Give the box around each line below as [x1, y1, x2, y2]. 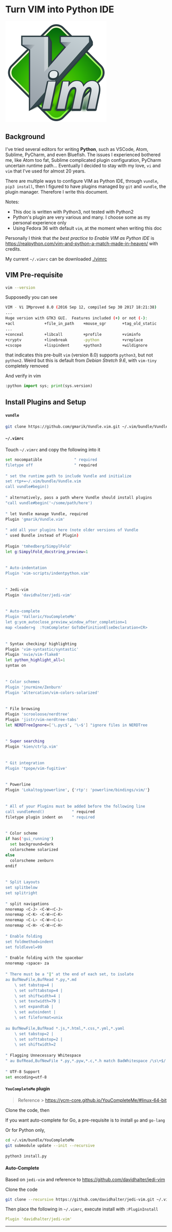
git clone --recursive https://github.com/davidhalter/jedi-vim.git [5, 1197, 155, 1202]
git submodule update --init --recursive [5, 1143, 95, 1148]
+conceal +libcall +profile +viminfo [5, 332, 141, 337]
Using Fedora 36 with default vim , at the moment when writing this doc [12, 225, 162, 231]
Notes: [5, 199, 19, 205]
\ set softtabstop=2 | [14, 1036, 63, 1042]
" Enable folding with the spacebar [5, 955, 83, 961]
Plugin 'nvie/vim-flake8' [5, 652, 60, 657]
